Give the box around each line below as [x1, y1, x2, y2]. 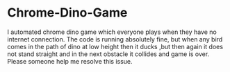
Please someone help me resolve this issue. [7, 57, 133, 65]
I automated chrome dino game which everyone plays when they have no [7, 28, 217, 36]
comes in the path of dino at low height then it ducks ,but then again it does [7, 42, 224, 51]
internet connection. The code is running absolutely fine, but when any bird [7, 35, 223, 43]
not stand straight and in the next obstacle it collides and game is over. [7, 50, 210, 58]
